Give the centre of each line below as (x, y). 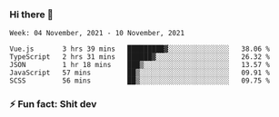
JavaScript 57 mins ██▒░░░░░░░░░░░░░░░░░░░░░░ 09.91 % (140, 73)
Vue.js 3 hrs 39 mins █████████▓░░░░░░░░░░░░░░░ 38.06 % (140, 49)
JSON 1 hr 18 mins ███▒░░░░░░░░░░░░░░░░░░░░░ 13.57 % (140, 65)
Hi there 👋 (32, 15)
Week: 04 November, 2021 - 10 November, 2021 (97, 34)
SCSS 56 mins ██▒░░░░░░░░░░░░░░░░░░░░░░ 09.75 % (140, 81)
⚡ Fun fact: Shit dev (53, 104)
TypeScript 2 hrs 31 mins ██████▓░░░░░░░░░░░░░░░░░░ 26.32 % (140, 57)
